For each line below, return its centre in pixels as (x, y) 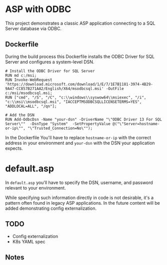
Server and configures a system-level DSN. (50, 62)
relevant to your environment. (35, 188)
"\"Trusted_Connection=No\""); (60, 128)
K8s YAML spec (29, 241)
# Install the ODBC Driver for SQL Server (50, 71)
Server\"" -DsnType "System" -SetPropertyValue (58, 124)
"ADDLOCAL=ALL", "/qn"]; (31, 106)
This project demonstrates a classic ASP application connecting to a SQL (80, 23)
